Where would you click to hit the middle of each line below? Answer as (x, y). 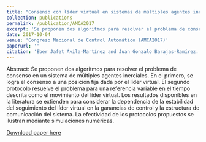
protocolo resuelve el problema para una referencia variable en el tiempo (98, 88)
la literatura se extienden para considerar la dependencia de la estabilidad (100, 101)
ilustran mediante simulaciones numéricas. (60, 121)
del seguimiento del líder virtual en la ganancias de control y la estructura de (103, 108)
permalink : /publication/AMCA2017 (51, 23)
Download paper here (34, 132)
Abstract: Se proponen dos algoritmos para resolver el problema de (91, 69)
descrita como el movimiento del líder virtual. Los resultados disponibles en (102, 94)
